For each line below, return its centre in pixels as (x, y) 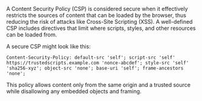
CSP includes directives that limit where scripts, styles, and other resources (101, 28)
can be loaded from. (32, 35)
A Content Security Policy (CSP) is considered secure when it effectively (97, 9)
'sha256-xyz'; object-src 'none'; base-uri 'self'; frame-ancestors (95, 68)
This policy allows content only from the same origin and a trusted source (98, 85)
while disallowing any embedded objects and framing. (74, 91)
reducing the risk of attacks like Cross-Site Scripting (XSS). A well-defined (99, 22)
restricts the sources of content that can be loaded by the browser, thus (96, 15)
